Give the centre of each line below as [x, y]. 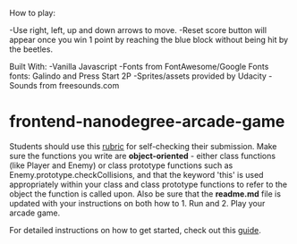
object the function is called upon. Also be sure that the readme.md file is [145, 194]
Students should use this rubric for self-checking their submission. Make [143, 146]
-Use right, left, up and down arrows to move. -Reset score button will [138, 30]
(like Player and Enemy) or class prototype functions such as [121, 165]
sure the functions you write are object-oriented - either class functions [142, 156]
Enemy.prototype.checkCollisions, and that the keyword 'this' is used [136, 174]
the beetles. [31, 49]
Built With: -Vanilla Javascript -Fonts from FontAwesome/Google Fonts [139, 67]
